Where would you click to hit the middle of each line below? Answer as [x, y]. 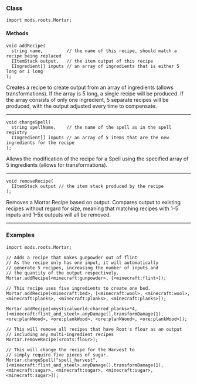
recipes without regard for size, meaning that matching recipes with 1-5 [92, 208]
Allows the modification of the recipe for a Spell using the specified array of [97, 159]
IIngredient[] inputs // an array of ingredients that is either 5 [96, 66]
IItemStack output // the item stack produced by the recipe [88, 186]
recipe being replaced [34, 56]
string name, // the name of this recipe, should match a [94, 51]
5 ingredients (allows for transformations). [57, 164]
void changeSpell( [28, 122]
